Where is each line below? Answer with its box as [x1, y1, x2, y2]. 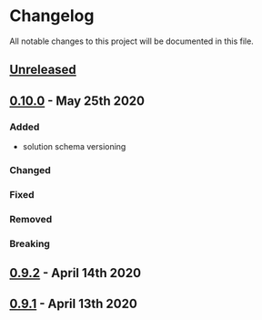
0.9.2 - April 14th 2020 [9, 265, 142, 281]
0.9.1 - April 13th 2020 [9, 296, 138, 312]
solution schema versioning [22, 141, 126, 152]
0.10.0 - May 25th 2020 [9, 93, 146, 108]
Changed [9, 163, 52, 176]
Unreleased [9, 62, 77, 77]
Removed [9, 212, 53, 225]
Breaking [9, 237, 50, 250]
